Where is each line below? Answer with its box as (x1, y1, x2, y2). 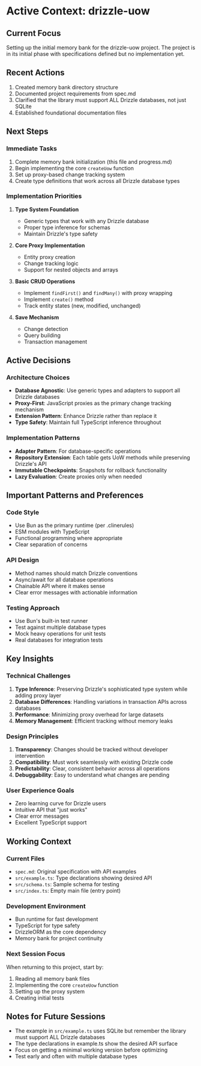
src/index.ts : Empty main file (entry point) (14, 887, 121, 895)
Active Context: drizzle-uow (6, 4, 150, 18)
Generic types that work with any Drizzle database (23, 217, 149, 224)
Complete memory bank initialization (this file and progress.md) (14, 158, 172, 165)
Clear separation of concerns (14, 541, 88, 548)
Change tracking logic (23, 260, 79, 267)
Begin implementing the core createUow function (14, 164, 134, 171)
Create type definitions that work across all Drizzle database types (14, 177, 180, 184)
